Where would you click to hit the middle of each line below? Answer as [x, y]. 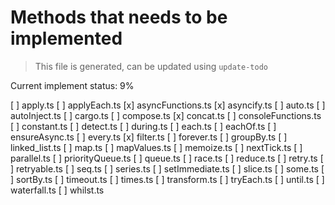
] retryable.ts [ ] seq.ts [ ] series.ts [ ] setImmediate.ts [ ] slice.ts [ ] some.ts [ [167, 168]
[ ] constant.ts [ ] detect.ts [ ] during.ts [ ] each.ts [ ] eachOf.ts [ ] [143, 126]
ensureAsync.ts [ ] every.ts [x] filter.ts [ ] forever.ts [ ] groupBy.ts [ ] [149, 137]
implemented [66, 38]
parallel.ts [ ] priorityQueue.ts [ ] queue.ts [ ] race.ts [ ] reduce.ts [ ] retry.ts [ [167, 158]
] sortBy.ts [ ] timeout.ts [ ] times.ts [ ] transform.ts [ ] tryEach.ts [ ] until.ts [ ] [167, 179]
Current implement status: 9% [72, 85]
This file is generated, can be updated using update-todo [151, 66]
